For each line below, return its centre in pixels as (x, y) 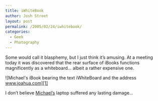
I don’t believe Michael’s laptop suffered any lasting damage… (69, 92)
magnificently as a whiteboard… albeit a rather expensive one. (70, 68)
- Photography (24, 43)
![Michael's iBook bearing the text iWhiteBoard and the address (71, 77)
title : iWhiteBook (24, 11)
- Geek (17, 37)
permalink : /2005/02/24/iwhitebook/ (44, 27)
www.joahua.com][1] (27, 83)
